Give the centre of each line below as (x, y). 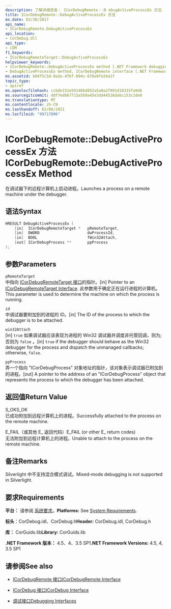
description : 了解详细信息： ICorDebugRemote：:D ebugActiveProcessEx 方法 (83, 10)
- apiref (15, 86)
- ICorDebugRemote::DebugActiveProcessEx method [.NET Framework (76, 67)
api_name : (16, 24)
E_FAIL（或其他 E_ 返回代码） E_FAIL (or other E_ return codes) (70, 432)
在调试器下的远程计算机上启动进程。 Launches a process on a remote (78, 188)
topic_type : (18, 81)
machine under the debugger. (36, 194)
